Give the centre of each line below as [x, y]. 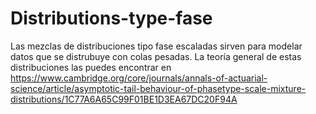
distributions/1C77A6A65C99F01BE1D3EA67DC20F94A [124, 99]
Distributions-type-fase [111, 18]
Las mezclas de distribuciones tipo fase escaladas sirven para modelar [156, 46]
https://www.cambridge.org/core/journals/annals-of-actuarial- [139, 78]
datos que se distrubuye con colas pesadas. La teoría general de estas [156, 56]
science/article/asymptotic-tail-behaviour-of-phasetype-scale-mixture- [158, 88]
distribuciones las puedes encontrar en [91, 67]
